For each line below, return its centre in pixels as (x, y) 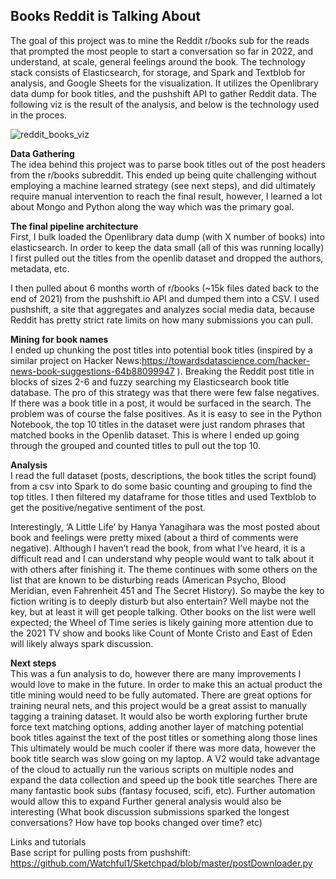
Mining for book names (59, 339)
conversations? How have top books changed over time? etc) (136, 822)
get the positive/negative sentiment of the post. (108, 507)
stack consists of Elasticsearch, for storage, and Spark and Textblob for (158, 72)
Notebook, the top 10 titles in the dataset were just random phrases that (158, 424)
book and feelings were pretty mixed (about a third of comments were (154, 537)
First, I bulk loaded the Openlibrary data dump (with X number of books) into (167, 236)
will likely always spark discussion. (82, 643)
